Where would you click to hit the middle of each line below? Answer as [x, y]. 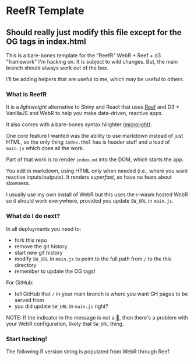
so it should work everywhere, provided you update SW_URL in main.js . [90, 201]
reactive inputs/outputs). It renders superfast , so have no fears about [89, 177]
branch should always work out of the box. [57, 68]
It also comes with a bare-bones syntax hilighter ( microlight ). [79, 124]
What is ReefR [27, 94]
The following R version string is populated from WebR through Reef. [88, 351]
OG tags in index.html [46, 41]
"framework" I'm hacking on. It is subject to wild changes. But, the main [92, 62]
